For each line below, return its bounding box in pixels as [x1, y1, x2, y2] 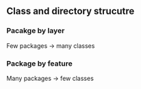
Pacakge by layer [6, 26, 65, 36]
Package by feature [6, 58, 73, 68]
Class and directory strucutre [6, 5, 135, 17]
